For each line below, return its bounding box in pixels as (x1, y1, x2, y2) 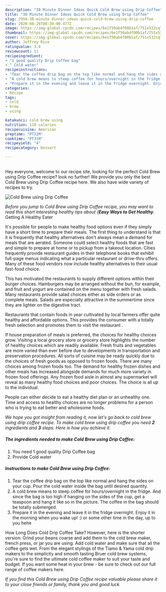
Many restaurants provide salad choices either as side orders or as (5, 291, 141, 297)
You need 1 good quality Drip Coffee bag (12, 449, 95, 455)
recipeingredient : (5, 53, 43, 59)
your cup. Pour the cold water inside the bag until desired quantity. (12, 483, 148, 489)
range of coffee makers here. (5, 566, 65, 572)
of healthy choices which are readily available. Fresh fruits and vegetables (5, 342, 157, 348)
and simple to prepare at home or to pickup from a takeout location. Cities (5, 245, 156, 251)
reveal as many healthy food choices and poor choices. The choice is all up (5, 379, 159, 385)
